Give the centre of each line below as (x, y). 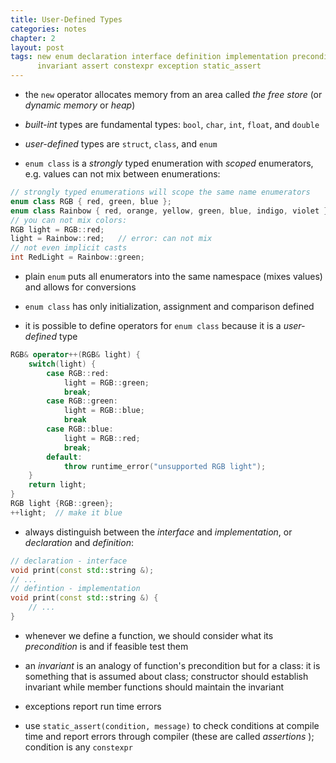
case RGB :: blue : (80, 429)
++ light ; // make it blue (66, 512)
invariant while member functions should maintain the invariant (154, 687)
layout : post (37, 47)
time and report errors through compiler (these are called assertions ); (169, 736)
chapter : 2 (33, 38)
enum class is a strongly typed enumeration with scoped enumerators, (169, 163)
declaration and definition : (79, 542)
